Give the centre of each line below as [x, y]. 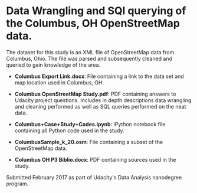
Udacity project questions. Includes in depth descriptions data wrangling [103, 100]
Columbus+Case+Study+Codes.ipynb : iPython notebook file [90, 124]
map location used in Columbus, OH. [59, 82]
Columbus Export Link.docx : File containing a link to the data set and [99, 76]
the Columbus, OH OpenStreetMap [93, 23]
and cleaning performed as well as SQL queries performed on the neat [100, 106]
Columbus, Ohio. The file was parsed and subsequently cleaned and [89, 58]
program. [17, 184]
